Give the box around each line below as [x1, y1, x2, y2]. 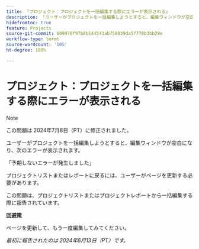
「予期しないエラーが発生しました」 [6, 159, 95, 166]
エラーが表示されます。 [26, 146, 84, 154]
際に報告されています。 [6, 199, 63, 206]
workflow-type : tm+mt [6, 36, 60, 42]
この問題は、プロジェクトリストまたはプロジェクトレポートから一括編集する [6, 192, 193, 199]
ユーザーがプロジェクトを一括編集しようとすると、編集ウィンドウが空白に [6, 139, 188, 146]
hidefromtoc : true [6, 20, 52, 25]
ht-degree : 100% [6, 47, 46, 53]
